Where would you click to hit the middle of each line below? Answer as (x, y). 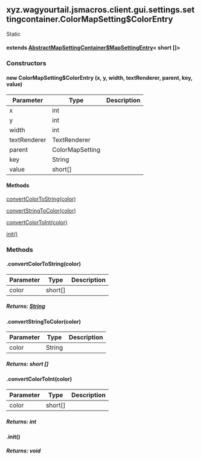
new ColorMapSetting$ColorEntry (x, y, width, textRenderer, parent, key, (100, 77)
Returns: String (26, 306)
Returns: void (24, 451)
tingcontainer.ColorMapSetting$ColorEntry (90, 20)
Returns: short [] (27, 364)
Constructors (26, 63)
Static (14, 34)
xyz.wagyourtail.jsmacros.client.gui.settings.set (101, 10)
